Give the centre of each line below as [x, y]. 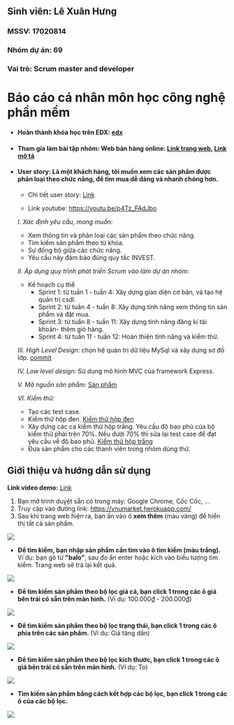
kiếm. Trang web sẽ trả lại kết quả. [67, 564]
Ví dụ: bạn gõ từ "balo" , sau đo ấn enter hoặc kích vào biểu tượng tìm [118, 557]
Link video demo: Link [39, 488]
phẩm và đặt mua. [64, 314]
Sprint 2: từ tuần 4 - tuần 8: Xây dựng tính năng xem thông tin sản [133, 307]
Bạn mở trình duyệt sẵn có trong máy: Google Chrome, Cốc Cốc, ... [114, 501]
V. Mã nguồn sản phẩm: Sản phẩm [67, 384]
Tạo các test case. [54, 411]
